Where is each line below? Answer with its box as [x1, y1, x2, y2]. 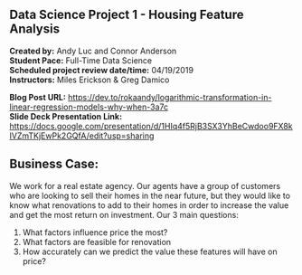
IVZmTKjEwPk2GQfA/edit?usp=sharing [9, 130, 155, 141]
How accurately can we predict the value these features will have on [22, 246, 278, 257]
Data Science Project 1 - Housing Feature [9, 7, 244, 23]
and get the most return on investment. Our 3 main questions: [9, 209, 240, 220]
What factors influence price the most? [22, 226, 168, 238]
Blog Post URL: [9, 91, 66, 102]
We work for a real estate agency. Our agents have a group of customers [9, 180, 281, 191]
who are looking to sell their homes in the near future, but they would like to [9, 190, 291, 201]
